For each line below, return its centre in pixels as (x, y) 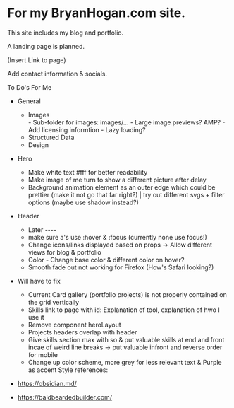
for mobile (43, 354)
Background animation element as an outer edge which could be (122, 187)
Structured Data (51, 137)
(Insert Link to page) (37, 60)
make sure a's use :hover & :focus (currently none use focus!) (118, 237)
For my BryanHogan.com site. (96, 13)
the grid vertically (54, 302)
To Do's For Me (30, 87)
